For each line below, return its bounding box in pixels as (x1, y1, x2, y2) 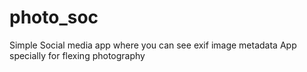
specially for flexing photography (9, 49, 146, 61)
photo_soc (9, 6, 99, 29)
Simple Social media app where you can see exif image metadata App (9, 39, 297, 51)
